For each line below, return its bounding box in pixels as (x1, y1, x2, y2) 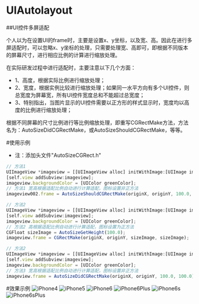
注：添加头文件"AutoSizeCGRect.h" (14, 151, 102, 159)
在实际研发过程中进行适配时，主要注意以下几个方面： (6, 64, 136, 71)
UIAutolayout (6, 4, 73, 17)
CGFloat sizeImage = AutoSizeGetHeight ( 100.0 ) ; (6, 229, 126, 235)
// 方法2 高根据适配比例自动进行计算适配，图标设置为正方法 (6, 224, 134, 230)
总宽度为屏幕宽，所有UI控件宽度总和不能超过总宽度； (14, 91, 145, 99)
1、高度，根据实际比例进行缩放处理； (14, 77, 105, 84)
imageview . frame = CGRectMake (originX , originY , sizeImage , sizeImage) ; (6, 235, 190, 241)
